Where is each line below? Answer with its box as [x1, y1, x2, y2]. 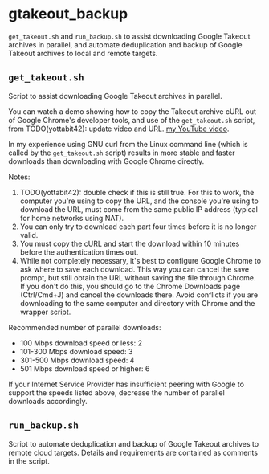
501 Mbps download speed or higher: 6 [19, 363, 150, 374]
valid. [19, 230, 39, 239]
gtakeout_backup [8, 5, 128, 23]
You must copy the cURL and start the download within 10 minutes [19, 239, 240, 248]
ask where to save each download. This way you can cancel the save [19, 264, 250, 274]
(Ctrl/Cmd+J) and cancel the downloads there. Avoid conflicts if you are [19, 290, 259, 300]
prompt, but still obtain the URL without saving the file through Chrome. [19, 272, 256, 282]
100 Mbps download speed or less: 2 [19, 338, 143, 348]
